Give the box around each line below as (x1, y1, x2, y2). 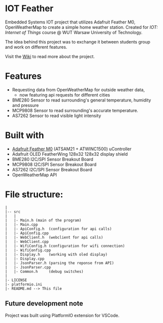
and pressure (12, 102, 39, 108)
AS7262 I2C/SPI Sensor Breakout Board (12, 166, 92, 172)
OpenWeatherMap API (12, 172, 57, 178)
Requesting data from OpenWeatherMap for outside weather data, (12, 86, 145, 93)
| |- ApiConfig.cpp (5, 230, 49, 236)
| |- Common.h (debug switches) (5, 269, 84, 274)
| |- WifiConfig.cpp (5, 247, 51, 253)
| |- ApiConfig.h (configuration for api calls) (5, 226, 112, 231)
